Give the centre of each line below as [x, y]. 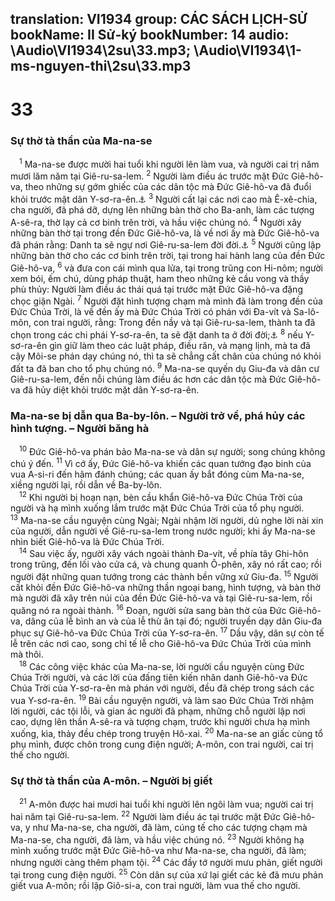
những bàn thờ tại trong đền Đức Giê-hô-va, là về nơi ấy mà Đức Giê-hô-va [165, 233]
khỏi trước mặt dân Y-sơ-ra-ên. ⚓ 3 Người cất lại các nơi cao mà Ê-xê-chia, [164, 198]
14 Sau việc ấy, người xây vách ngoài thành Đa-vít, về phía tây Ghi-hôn [164, 553]
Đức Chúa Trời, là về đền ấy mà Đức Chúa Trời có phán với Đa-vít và [151, 312]
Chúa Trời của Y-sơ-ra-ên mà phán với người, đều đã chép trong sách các [162, 688]
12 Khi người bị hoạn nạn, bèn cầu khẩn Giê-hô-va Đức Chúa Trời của [161, 497]
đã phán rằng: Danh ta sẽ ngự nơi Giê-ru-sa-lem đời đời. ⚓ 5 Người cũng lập [166, 244]
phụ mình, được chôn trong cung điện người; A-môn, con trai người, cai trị [162, 744]
